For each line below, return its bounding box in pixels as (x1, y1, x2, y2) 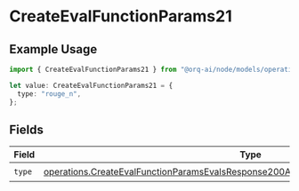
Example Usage (9, 42, 98, 57)
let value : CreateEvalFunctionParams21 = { (9, 81, 174, 90)
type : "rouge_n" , (17, 89, 82, 99)
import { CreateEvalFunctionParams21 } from (9, 65, 177, 74)
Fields (9, 122, 44, 137)
